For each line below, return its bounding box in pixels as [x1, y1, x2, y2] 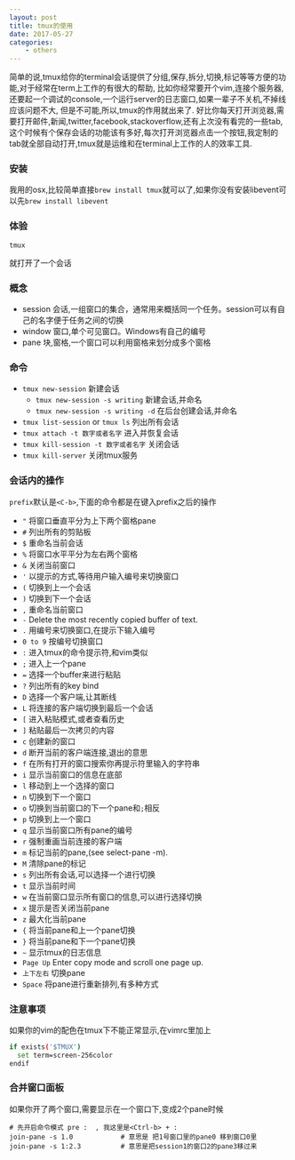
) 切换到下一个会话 [21, 593, 92, 604]
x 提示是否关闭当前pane [21, 902, 109, 913]
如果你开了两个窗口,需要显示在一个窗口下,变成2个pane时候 [9, 1103, 224, 1114]
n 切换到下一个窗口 [21, 791, 92, 802]
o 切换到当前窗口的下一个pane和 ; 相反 [21, 802, 161, 813]
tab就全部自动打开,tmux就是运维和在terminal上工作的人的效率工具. [9, 139, 253, 149]
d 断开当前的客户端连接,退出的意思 [21, 747, 148, 757]
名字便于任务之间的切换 [37, 315, 124, 325]
